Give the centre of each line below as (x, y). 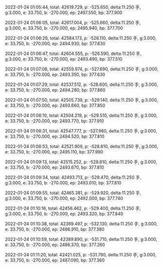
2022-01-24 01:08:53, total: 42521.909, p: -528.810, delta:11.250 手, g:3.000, (82, 146)
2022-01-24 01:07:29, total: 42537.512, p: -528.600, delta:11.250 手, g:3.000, (81, 84)
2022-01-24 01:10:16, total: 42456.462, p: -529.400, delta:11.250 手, (73, 208)
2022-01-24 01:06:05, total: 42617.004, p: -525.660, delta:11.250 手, (73, 23)
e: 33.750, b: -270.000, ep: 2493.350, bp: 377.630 (55, 75)
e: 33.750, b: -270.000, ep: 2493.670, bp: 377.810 (55, 167)
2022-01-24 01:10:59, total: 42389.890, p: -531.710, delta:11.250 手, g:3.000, (81, 239)
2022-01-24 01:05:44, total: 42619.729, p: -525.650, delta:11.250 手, (73, 7)
